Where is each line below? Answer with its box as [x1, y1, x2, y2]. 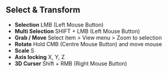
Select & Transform [5, 5, 80, 15]
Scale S [14, 47, 35, 54]
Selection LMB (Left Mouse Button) [14, 21, 104, 28]
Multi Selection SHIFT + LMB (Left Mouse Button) [14, 27, 141, 35]
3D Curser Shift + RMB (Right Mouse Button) [14, 60, 127, 67]
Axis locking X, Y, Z [14, 53, 65, 60]
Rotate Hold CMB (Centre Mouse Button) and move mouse [14, 40, 163, 47]
